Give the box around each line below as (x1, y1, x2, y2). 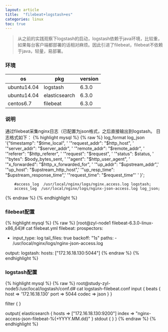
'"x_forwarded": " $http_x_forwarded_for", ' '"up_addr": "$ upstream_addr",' (5, 161, 159, 167)
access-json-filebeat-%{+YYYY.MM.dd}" (5, 316, 91, 322)
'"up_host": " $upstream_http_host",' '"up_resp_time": (5, 166, 115, 173)
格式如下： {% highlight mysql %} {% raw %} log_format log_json (9, 134, 145, 140)
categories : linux (5, 17, 44, 22)
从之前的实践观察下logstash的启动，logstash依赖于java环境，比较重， (17, 36, 162, 42)
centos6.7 (8, 100, 32, 107)
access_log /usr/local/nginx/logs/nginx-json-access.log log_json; (14, 186, 160, 191)
